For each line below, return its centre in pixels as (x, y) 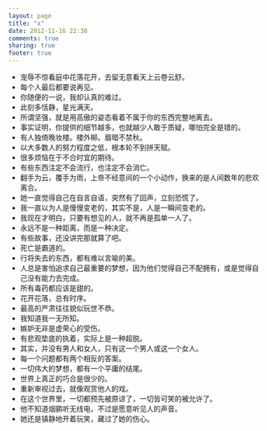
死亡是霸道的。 (44, 248)
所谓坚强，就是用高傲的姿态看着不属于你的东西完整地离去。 (118, 117)
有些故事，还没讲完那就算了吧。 (73, 238)
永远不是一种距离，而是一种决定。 (76, 228)
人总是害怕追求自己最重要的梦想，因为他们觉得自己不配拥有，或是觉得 (136, 268)
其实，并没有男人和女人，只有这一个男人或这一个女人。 (111, 348)
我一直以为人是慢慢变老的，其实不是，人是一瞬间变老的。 (115, 207)
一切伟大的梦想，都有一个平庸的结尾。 (83, 368)
